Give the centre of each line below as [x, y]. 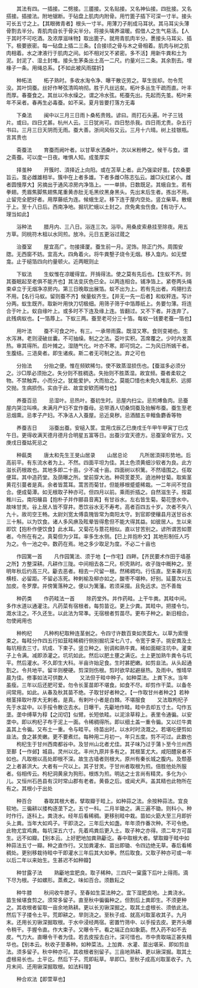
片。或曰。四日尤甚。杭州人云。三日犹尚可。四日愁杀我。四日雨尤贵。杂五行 [99, 122]
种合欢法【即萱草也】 [42, 979]
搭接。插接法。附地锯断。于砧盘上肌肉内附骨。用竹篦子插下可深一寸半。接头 [99, 16]
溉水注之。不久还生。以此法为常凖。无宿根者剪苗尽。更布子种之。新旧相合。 [99, 613]
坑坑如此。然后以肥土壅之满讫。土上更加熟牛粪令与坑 [127, 655]
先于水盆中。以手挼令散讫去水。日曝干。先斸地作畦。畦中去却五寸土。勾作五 [99, 707]
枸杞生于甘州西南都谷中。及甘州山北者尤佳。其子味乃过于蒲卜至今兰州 [101, 744]
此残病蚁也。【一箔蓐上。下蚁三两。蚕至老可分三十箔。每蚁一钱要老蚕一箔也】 [100, 318]
